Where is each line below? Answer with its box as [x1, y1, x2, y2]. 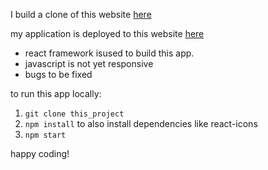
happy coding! [10, 148, 70, 159]
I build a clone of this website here [10, 9, 152, 20]
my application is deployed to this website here [10, 28, 205, 39]
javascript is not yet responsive [24, 58, 154, 69]
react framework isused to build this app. [24, 47, 195, 59]
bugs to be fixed [24, 69, 93, 80]
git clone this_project [24, 109, 125, 119]
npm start [24, 130, 67, 140]
